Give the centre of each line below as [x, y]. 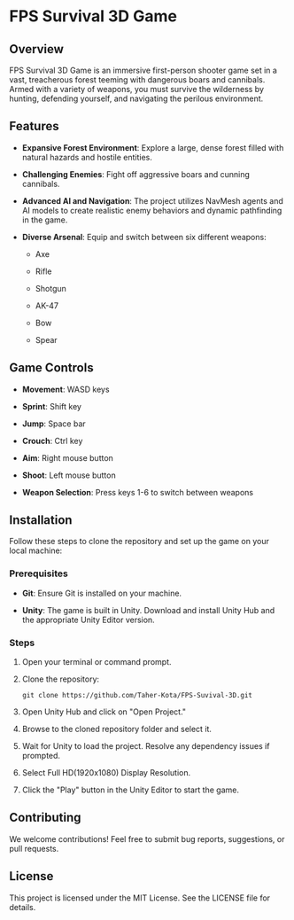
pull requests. [34, 848]
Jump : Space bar [54, 424]
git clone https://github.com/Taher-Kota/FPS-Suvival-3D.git [137, 696]
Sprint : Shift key [52, 406]
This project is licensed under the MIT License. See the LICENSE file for [140, 898]
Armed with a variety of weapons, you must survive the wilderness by [136, 89]
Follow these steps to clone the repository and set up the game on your [139, 542]
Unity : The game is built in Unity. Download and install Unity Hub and [148, 610]
